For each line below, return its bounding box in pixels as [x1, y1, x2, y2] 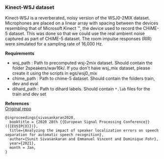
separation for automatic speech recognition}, [5, 133, 104, 137]
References [5, 101, 29, 107]
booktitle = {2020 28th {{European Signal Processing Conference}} [9, 119, 150, 125]
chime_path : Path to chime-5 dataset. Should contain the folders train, [12, 75, 155, 82]
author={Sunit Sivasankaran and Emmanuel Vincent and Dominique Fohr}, [9, 136, 159, 142]
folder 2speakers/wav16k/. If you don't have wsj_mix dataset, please [12, 65, 150, 71]
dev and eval [12, 81, 38, 87]
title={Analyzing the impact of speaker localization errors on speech [9, 128, 159, 133]
